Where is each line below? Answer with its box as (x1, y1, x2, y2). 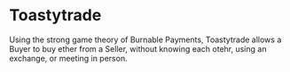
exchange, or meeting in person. (9, 53, 128, 63)
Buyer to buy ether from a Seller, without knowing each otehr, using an (9, 43, 267, 54)
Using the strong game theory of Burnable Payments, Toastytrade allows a (9, 34, 282, 45)
